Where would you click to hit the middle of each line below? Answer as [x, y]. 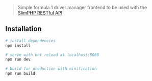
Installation [23, 29]
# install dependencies [31, 40]
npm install [18, 46]
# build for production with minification [51, 69]
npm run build [20, 74]
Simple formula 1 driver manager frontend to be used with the [82, 7]
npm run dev [18, 59]
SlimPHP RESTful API [40, 13]
